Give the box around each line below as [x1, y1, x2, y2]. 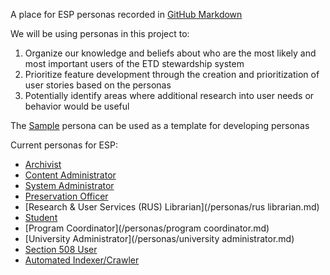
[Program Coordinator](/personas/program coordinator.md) [24, 222, 270, 234]
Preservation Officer [24, 190, 109, 202]
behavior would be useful [24, 100, 130, 112]
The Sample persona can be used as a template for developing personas [10, 120, 310, 131]
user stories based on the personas [24, 79, 172, 91]
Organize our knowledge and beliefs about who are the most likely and [24, 47, 317, 59]
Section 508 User [24, 244, 98, 255]
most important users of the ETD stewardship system [24, 58, 245, 69]
